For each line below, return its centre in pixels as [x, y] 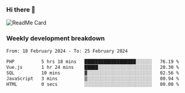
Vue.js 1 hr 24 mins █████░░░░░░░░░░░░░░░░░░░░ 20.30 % [93, 68]
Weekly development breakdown [56, 39]
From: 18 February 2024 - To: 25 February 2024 [67, 51]
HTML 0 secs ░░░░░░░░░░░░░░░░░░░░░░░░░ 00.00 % [93, 84]
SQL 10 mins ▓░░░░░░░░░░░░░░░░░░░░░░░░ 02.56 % [93, 73]
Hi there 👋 [21, 10]
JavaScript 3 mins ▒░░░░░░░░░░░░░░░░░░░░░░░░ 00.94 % [93, 79]
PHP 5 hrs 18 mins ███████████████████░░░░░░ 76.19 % [93, 62]
